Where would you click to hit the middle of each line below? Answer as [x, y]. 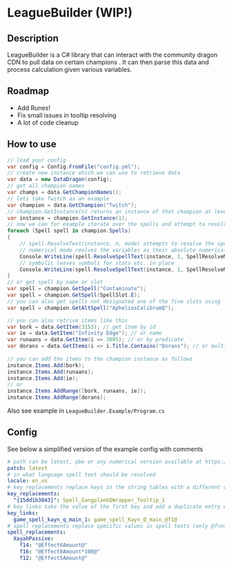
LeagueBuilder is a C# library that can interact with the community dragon [113, 55]
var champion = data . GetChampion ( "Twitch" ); [72, 205]
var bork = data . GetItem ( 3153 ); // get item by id [81, 327]
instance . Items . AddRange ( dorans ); [57, 398]
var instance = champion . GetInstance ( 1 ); [68, 218]
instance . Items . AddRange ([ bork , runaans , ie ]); [77, 391]
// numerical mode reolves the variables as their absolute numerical [123, 250]
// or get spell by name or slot [55, 282]
